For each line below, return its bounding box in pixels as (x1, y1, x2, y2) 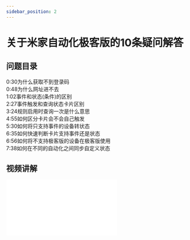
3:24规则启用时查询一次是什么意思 (6, 108, 91, 115)
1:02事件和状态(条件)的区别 (6, 93, 72, 100)
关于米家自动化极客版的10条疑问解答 (6, 36, 183, 49)
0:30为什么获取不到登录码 (6, 78, 70, 85)
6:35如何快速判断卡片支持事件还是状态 (6, 129, 101, 137)
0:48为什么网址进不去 (6, 85, 59, 92)
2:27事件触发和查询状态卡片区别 (6, 100, 85, 107)
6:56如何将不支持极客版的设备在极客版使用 (6, 137, 111, 144)
